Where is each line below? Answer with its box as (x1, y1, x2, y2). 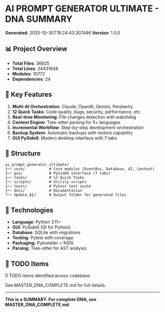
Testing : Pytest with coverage (12, 235, 74, 241)
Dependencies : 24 (12, 76, 51, 82)
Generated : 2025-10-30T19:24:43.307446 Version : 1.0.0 (5, 30, 120, 36)
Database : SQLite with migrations (12, 230, 81, 235)
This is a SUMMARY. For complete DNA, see (5, 297, 97, 302)
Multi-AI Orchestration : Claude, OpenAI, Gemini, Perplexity (12, 103, 134, 109)
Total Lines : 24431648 (12, 65, 58, 72)
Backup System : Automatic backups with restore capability (12, 129, 133, 136)
